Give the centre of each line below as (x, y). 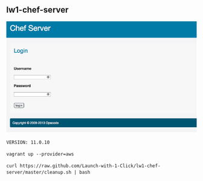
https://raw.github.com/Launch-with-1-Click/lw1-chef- (90, 166)
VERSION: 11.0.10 (28, 143)
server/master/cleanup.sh (39, 173)
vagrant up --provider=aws (40, 154)
